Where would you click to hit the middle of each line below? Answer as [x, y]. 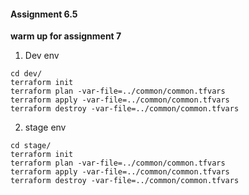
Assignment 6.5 [44, 14]
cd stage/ [31, 146]
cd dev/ [26, 74]
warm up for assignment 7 [66, 36]
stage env [45, 127]
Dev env [42, 56]
